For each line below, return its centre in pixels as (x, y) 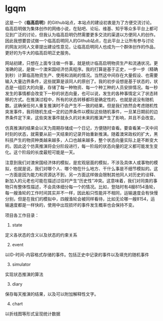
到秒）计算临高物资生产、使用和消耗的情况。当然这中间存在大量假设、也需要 (81, 75)
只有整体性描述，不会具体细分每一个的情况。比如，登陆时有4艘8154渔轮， (83, 187)
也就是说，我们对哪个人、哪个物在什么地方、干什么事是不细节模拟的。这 (86, 168)
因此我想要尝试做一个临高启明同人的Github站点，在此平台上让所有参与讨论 (80, 40)
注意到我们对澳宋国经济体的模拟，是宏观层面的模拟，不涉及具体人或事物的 (79, 162)
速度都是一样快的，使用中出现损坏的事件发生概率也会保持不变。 (73, 205)
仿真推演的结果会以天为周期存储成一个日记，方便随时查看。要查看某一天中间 (81, 128)
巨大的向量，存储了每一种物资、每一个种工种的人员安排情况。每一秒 (90, 87)
